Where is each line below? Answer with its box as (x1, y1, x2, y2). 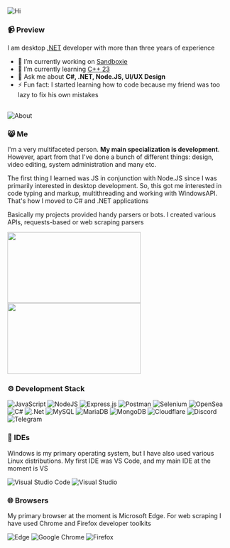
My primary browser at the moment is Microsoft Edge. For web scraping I (7, 511, 221, 520)
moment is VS (7, 464, 48, 472)
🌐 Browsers (7, 495, 49, 505)
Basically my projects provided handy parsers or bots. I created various (7, 210, 217, 219)
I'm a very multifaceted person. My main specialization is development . (7, 145, 220, 153)
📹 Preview (7, 25, 45, 35)
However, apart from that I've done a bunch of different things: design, (7, 153, 214, 161)
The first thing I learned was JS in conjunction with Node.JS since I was (7, 174, 218, 182)
